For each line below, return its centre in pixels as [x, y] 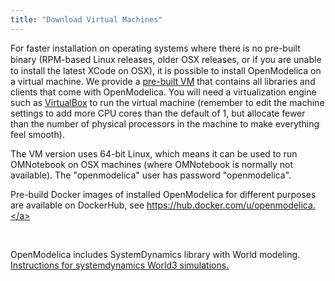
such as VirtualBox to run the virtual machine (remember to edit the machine [167, 103]
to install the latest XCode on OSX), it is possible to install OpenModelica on [166, 71]
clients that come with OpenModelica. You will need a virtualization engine [163, 92]
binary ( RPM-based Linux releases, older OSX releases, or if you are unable [166, 59]
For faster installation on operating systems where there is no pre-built [155, 48]
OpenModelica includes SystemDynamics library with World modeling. [155, 255]
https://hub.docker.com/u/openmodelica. [231, 205]
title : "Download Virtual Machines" [86, 19]
